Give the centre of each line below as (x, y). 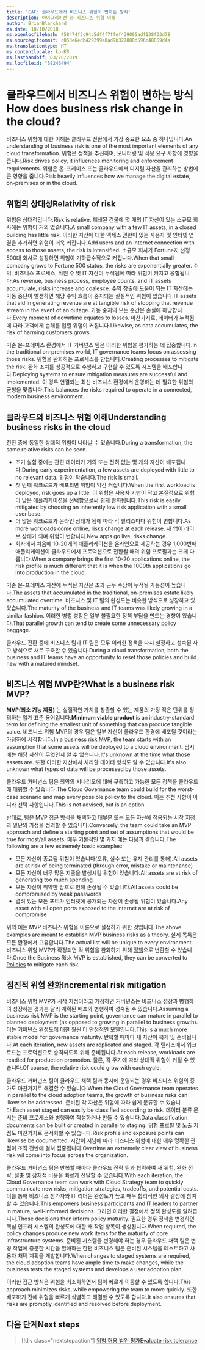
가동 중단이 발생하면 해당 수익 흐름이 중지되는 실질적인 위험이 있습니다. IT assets (102, 296)
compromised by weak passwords (58, 894)
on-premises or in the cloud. (42, 183)
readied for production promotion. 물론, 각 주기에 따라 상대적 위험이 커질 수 (98, 1060)
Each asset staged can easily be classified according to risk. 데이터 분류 (102, 1110)
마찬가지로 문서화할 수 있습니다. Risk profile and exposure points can (101, 1133)
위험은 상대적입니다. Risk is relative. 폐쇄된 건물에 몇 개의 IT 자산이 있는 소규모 (99, 220)
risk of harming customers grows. (49, 332)
